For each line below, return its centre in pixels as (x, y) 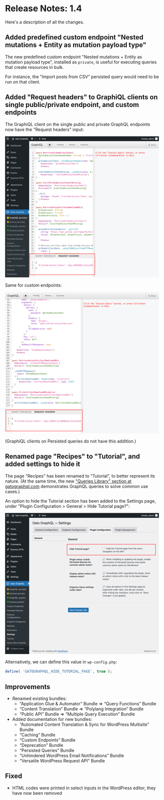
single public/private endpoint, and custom (72, 105)
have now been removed (37, 793)
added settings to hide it (43, 464)
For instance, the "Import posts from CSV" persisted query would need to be (82, 77)
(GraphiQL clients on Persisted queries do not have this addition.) (71, 441)
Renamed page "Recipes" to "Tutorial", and (72, 456)
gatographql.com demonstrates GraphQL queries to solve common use (77, 486)
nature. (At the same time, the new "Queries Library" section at (68, 481)
